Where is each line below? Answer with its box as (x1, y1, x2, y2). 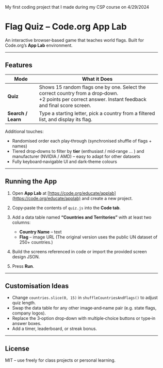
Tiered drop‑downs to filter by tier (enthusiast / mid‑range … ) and (12, 148, 145, 154)
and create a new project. (81, 195, 133, 201)
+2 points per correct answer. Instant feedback (39, 96, 147, 103)
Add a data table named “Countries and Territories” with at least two (12, 214, 152, 220)
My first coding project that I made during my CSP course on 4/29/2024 (5, 4, 149, 10)
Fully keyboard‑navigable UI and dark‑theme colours (12, 158, 117, 165)
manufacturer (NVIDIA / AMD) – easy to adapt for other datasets (12, 153, 141, 159)
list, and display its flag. (39, 116, 93, 123)
